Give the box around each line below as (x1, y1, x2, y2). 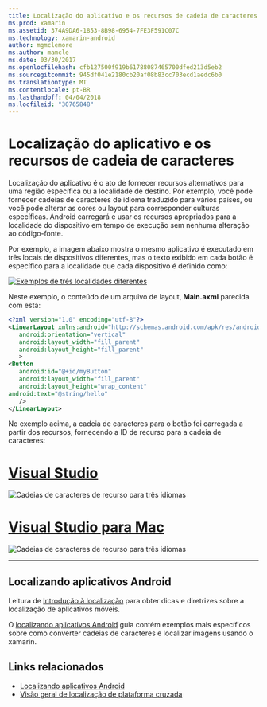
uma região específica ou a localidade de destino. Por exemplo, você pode (8, 186, 253, 196)
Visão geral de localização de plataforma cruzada (19, 689, 183, 699)
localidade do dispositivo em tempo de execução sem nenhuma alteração (8, 221, 250, 230)
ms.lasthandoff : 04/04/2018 (8, 93, 102, 101)
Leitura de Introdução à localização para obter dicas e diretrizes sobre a (8, 596, 245, 606)
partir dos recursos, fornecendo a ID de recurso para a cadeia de (8, 428, 222, 437)
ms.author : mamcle (8, 49, 69, 57)
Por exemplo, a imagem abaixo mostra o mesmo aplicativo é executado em (8, 244, 254, 254)
